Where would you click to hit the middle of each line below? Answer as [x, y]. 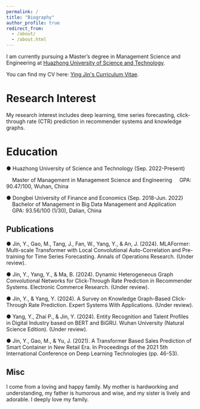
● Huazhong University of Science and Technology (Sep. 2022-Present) [96, 168]
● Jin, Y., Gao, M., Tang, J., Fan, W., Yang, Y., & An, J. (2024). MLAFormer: [98, 244]
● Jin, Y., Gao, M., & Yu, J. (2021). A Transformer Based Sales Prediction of [99, 340]
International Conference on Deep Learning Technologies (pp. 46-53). [93, 353]
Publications [30, 230]
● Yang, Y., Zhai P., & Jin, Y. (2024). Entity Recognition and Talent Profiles [98, 316]
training [16, 256]
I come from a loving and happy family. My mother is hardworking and [92, 386]
